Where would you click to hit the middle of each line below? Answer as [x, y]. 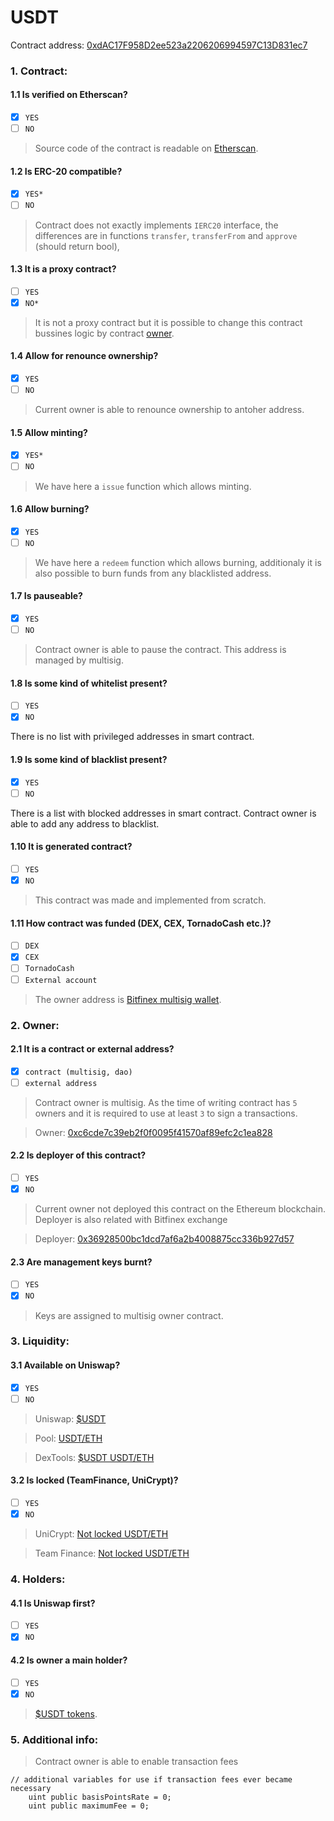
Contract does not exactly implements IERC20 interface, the [156, 225]
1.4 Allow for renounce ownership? [84, 356]
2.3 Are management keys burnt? [81, 1262]
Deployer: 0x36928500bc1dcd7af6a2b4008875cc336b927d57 [164, 1239]
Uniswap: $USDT [70, 1418]
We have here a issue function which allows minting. [143, 486]
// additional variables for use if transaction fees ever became [151, 1779]
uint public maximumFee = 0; [89, 1806]
